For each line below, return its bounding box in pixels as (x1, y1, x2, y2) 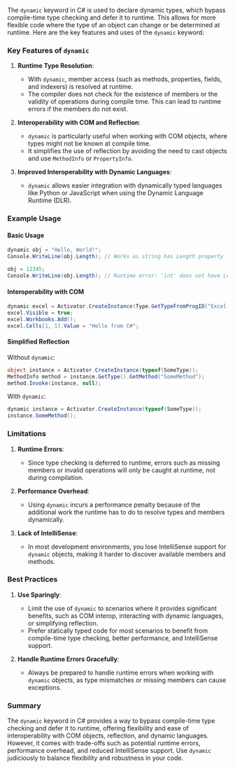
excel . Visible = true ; (7, 309, 73, 316)
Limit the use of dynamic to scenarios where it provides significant (27, 604, 217, 612)
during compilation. (27, 473, 84, 481)
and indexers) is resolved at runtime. (27, 83, 134, 91)
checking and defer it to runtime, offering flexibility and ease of (7, 724, 189, 733)
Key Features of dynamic (7, 45, 90, 55)
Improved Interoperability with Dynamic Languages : (17, 168, 172, 176)
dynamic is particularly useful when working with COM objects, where (27, 132, 227, 141)
